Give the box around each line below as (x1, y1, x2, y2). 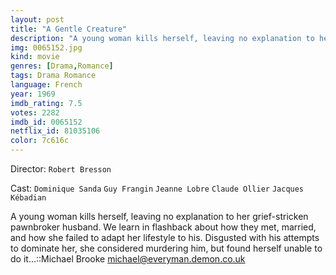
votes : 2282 (10, 107, 60, 118)
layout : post (10, 14, 65, 25)
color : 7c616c (10, 136, 70, 146)
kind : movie (10, 52, 60, 62)
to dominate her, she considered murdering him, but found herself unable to (10, 242, 323, 254)
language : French (10, 80, 83, 90)
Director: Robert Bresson (10, 163, 112, 175)
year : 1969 (10, 89, 56, 99)
